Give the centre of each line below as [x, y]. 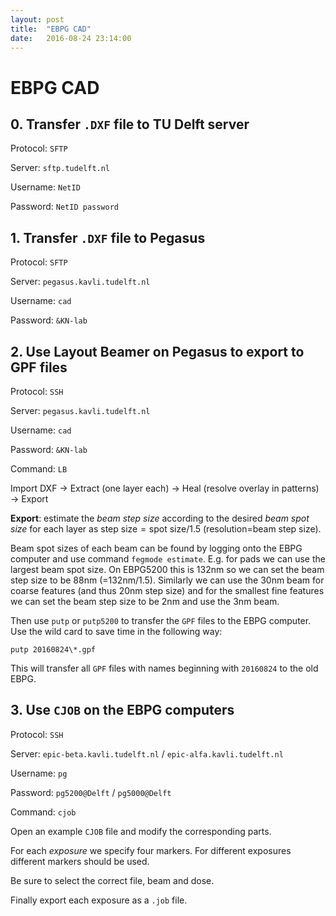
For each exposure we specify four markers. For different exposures [151, 850]
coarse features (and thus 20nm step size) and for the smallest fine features [167, 590]
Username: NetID [45, 187]
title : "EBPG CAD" [51, 29]
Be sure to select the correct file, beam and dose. [112, 880]
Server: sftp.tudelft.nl [60, 168]
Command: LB [39, 469]
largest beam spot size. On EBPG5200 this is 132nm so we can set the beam [167, 569]
